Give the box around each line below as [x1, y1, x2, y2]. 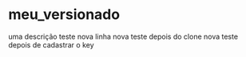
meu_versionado [8, 6, 121, 24]
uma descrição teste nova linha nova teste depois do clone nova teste [8, 32, 238, 41]
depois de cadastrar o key [8, 40, 94, 49]
